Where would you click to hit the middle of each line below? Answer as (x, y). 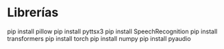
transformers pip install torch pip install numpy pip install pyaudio (99, 38)
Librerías (33, 13)
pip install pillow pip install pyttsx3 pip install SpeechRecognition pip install (112, 31)
